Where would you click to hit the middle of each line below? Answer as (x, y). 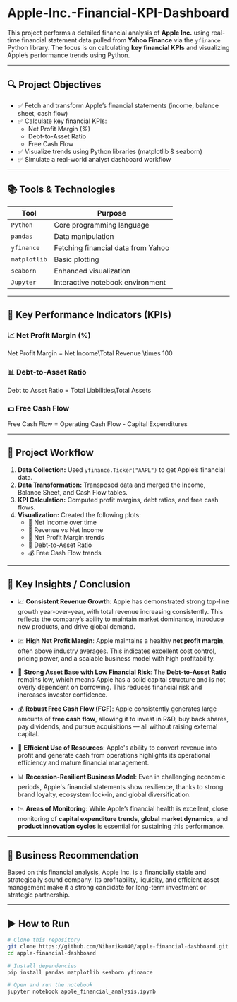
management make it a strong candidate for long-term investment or (107, 888)
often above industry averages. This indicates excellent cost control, (117, 651)
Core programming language (102, 225)
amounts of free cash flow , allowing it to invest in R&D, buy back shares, (123, 719)
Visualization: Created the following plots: (79, 514)
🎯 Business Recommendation (73, 855)
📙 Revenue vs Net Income (66, 530)
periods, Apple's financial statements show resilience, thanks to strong (120, 787)
